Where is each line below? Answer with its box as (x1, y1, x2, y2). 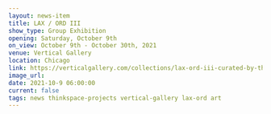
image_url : (8, 71, 45, 79)
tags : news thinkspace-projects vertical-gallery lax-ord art (8, 94, 222, 102)
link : (8, 64, 27, 72)
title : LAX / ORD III (8, 19, 81, 27)
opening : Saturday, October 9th (8, 34, 117, 43)
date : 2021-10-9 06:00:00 (8, 79, 95, 87)
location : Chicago (8, 57, 70, 65)
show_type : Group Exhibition (8, 26, 106, 35)
